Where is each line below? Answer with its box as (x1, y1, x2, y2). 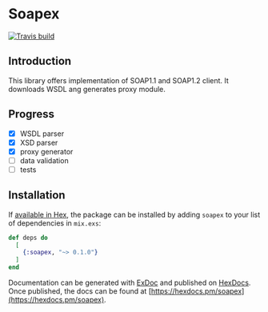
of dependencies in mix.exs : (8, 218, 102, 228)
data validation (19, 155, 70, 165)
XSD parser (19, 138, 58, 147)
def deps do (8, 234, 48, 242)
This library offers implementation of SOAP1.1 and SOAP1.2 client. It (8, 75, 230, 85)
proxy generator (19, 146, 74, 156)
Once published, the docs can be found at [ (8, 286, 152, 296)
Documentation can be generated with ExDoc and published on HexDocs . (8, 278, 251, 288)
